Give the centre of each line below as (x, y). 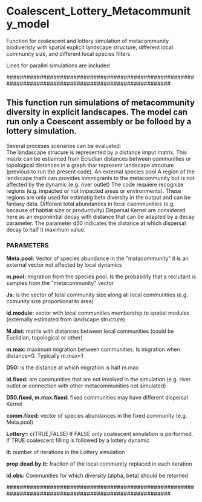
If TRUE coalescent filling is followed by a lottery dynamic (78, 440)
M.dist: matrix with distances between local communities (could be (90, 331)
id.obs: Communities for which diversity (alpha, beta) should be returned (97, 476)
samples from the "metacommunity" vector (60, 283)
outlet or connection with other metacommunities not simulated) (86, 386)
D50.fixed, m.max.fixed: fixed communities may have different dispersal (97, 398)
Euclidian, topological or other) (44, 338)
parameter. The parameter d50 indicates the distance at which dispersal (96, 223)
